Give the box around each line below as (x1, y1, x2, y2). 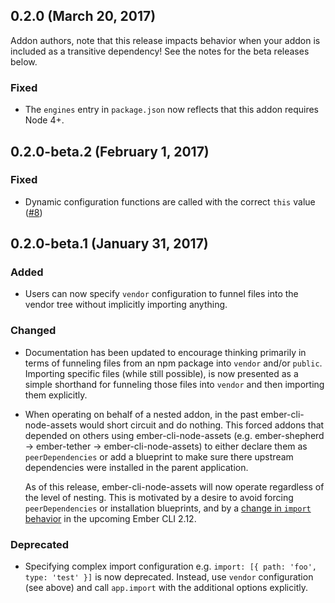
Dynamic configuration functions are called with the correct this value (24, 195, 316, 208)
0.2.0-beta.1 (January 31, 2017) (10, 235, 209, 253)
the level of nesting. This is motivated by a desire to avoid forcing (24, 491, 294, 503)
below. (10, 55, 38, 68)
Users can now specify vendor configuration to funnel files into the (24, 288, 299, 300)
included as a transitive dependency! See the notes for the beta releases (10, 45, 310, 57)
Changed (10, 324, 57, 338)
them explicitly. (24, 389, 88, 401)
